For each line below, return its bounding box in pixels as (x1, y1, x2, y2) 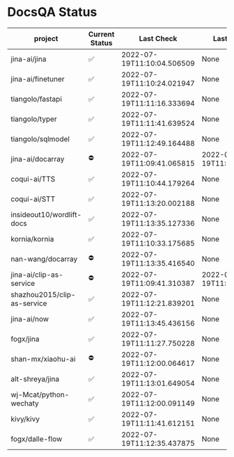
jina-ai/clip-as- (10, 269, 64, 279)
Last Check (139, 33, 178, 43)
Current (88, 29, 115, 39)
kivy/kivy (10, 414, 40, 424)
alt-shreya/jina (10, 374, 60, 383)
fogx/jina (10, 334, 40, 344)
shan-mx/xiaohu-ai (10, 354, 76, 364)
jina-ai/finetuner (10, 74, 65, 83)
